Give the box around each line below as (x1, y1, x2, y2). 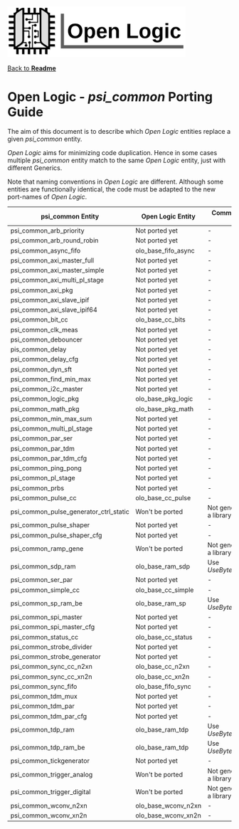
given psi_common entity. (7, 134, 83, 144)
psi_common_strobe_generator (10, 653, 101, 661)
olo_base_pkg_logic (134, 394, 193, 403)
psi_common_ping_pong (10, 464, 82, 472)
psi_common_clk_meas (10, 325, 78, 334)
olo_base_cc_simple (134, 586, 194, 594)
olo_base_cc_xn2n (134, 672, 190, 681)
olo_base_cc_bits (134, 315, 186, 324)
